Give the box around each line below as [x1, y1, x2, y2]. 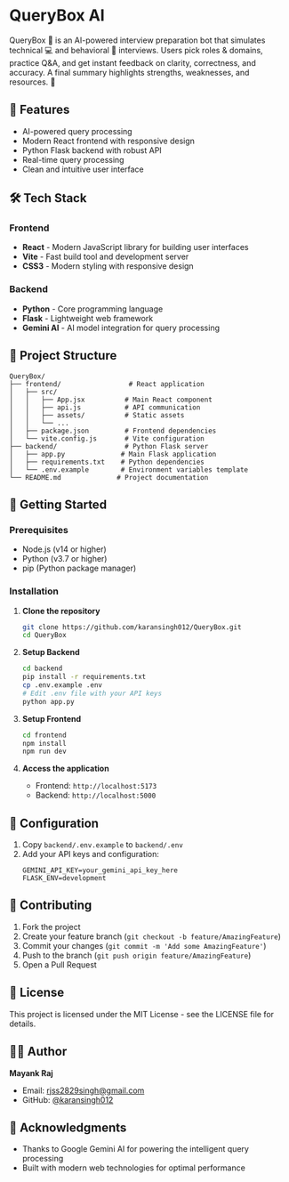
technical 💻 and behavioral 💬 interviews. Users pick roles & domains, [9, 45, 264, 55]
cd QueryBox [21, 631, 67, 640]
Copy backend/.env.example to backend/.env [21, 839, 184, 850]
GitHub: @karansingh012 [21, 1094, 114, 1105]
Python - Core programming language [21, 304, 164, 314]
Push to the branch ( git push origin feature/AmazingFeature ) [21, 950, 252, 960]
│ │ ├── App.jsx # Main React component [9, 395, 213, 404]
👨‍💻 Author [9, 1044, 68, 1059]
